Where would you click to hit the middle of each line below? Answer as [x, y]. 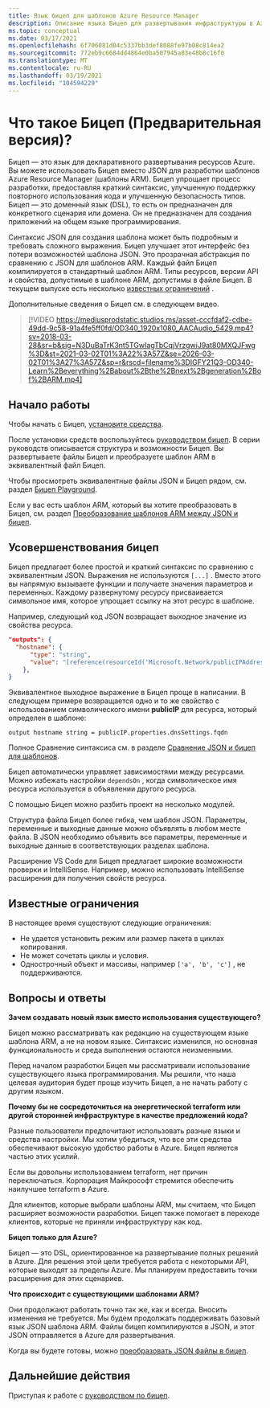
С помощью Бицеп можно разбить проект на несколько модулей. [122, 804]
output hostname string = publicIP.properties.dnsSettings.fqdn [118, 733]
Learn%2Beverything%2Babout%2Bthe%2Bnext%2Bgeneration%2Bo [145, 371]
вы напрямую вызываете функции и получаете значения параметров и [131, 584]
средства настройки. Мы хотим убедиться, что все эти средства [120, 1139]
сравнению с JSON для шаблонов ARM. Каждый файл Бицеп [112, 263]
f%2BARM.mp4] [55, 379]
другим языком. [36, 1091]
